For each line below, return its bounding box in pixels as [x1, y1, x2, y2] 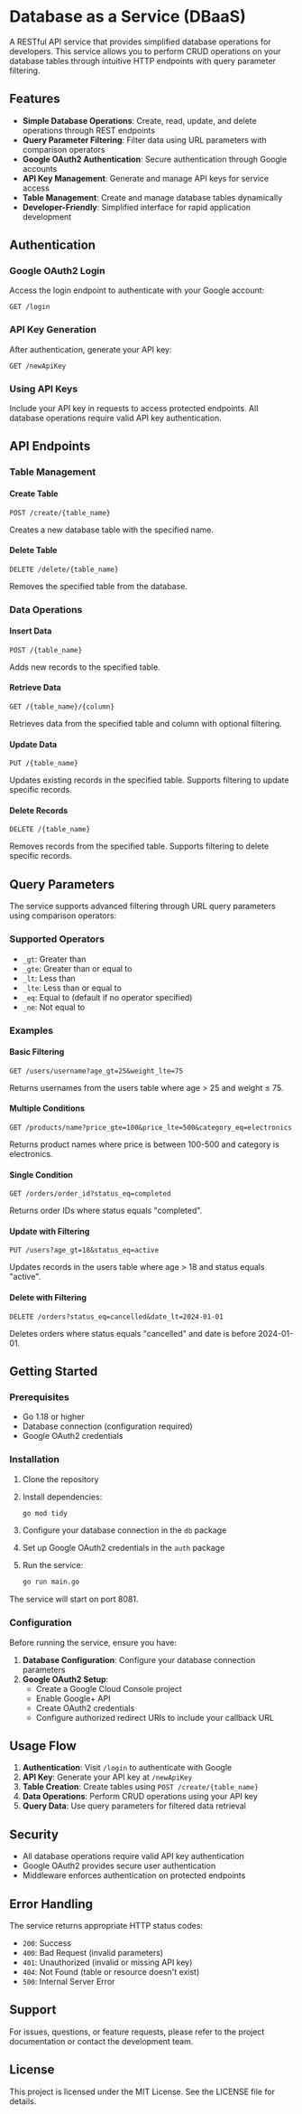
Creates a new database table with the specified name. [9, 524, 215, 535]
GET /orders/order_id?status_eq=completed [9, 1189, 171, 1198]
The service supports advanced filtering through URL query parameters [9, 901, 277, 912]
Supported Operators [9, 933, 105, 945]
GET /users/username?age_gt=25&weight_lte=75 [9, 1066, 183, 1076]
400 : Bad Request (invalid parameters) [22, 1948, 164, 1958]
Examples [9, 1024, 54, 1037]
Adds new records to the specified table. [9, 662, 160, 672]
